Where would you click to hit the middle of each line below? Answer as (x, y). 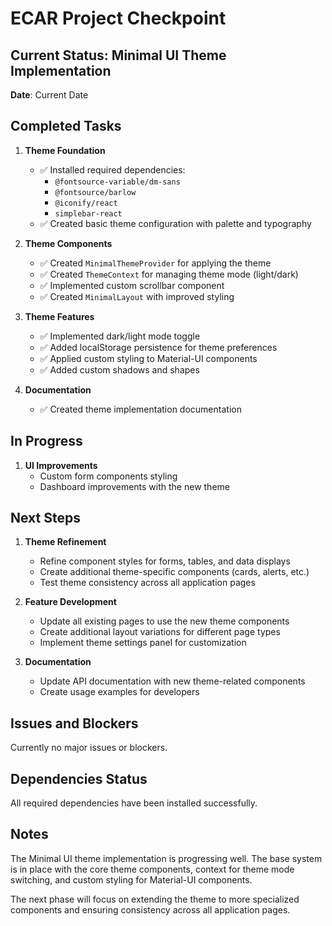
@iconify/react (86, 203)
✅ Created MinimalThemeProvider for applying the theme (155, 263)
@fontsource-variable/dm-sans (117, 182)
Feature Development (70, 602)
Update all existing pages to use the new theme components (164, 621)
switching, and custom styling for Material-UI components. (131, 879)
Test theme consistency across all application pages (147, 583)
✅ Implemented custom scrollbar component (132, 285)
